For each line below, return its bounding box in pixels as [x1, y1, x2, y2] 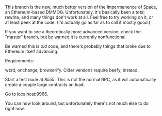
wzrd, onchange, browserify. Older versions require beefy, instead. [5, 67, 139, 73]
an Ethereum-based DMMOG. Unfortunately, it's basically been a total [5, 9, 145, 15]
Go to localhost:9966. [5, 91, 49, 97]
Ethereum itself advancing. [5, 48, 59, 54]
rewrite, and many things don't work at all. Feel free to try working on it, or [5, 14, 154, 20]
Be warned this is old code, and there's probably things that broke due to [5, 43, 151, 49]
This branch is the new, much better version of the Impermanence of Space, [5, 4, 158, 10]
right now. [5, 106, 25, 111]
